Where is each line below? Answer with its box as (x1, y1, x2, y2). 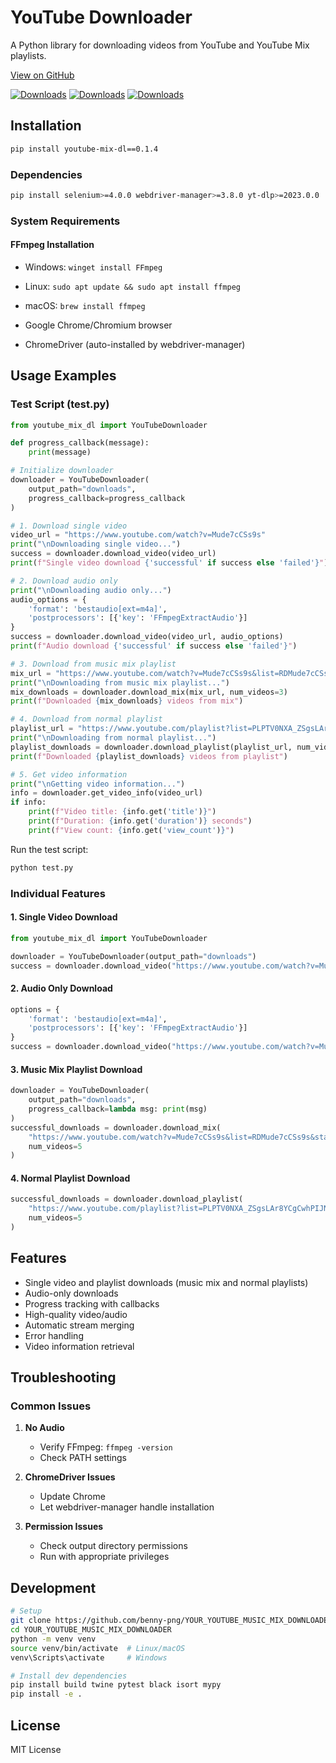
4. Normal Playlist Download (10, 1172, 131, 1184)
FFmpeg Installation (10, 239, 95, 251)
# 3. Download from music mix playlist (10, 659, 177, 669)
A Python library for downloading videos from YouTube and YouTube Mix (10, 39, 310, 51)
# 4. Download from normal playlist (10, 714, 163, 725)
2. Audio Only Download (10, 982, 113, 995)
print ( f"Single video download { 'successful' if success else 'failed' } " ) (10, 558, 329, 568)
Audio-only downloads (24, 1287, 119, 1299)
